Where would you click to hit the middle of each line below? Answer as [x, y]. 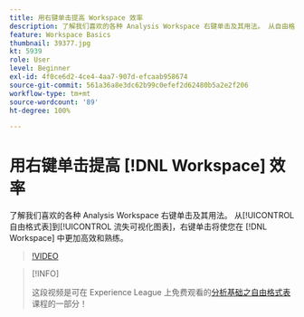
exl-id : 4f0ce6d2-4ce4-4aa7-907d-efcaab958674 [99, 77]
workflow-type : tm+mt [50, 93]
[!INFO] [45, 274]
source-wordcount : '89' [54, 102]
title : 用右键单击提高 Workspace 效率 [76, 18]
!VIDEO [45, 256]
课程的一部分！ [59, 303]
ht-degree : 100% [40, 110]
